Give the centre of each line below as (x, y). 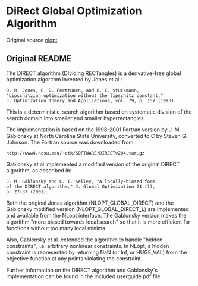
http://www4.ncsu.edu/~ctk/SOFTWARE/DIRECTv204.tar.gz (76, 153)
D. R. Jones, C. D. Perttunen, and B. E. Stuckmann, (73, 90)
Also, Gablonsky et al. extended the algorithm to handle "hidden (84, 240)
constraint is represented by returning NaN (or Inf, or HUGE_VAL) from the (97, 252)
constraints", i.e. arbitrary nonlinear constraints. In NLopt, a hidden (88, 246)
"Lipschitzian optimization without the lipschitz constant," (85, 95)
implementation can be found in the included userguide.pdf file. (84, 276)
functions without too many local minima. (56, 228)
